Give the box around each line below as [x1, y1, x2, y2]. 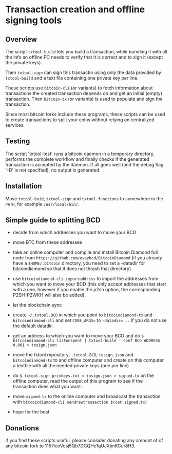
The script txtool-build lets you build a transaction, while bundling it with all [5, 49, 167, 54]
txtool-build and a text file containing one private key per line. [5, 75, 139, 81]
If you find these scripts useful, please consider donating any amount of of [5, 438, 163, 444]
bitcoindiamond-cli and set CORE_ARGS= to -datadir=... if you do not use [12, 317, 167, 324]
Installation [5, 182, 42, 191]
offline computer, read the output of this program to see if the [12, 378, 143, 384]
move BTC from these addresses [12, 239, 82, 245]
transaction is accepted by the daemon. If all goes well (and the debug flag [5, 161, 164, 167]
